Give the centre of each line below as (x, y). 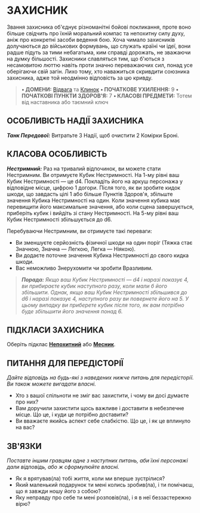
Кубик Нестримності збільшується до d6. (59, 219)
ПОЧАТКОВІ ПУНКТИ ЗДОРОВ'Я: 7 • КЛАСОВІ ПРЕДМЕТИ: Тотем (107, 96)
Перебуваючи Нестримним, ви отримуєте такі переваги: (79, 231)
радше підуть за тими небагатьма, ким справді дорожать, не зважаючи (99, 52)
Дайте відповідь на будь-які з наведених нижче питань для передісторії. (100, 378)
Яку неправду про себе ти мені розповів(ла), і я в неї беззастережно (103, 497)
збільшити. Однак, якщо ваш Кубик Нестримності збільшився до (104, 292)
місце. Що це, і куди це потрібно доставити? (72, 415)
